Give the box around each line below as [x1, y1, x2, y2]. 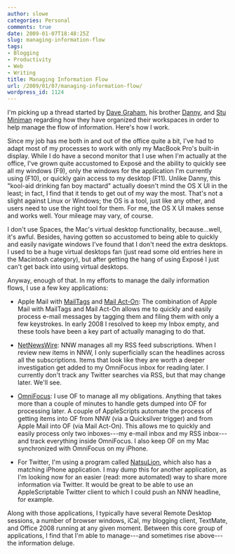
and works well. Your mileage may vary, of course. [7, 212, 154, 220]
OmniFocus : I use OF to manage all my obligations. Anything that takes [17, 392, 222, 401]
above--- [196, 531, 223, 540]
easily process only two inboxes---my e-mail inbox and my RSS [17, 429, 202, 438]
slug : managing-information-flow [7, 37, 105, 44]
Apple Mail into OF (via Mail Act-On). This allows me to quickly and [17, 422, 211, 430]
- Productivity [7, 56, 52, 63]
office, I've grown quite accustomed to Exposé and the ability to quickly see [7, 159, 227, 168]
